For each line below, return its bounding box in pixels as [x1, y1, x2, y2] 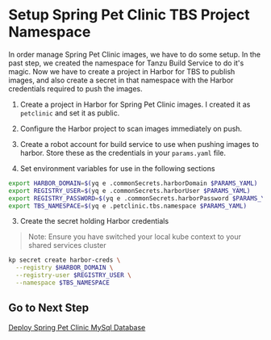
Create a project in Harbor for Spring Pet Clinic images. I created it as [19, 99, 251, 109]
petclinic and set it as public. [19, 107, 120, 118]
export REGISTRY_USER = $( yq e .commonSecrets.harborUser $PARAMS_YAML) [8, 187, 251, 195]
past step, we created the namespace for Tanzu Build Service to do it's [8, 58, 244, 68]
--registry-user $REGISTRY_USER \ [15, 271, 131, 279]
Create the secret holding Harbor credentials [19, 216, 169, 226]
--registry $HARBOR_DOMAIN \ [15, 264, 114, 272]
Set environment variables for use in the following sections [19, 163, 215, 173]
